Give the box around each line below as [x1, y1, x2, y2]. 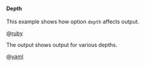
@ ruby [6, 30, 23, 37]
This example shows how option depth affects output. [6, 18, 140, 25]
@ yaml [6, 53, 24, 60]
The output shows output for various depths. [6, 41, 118, 49]
